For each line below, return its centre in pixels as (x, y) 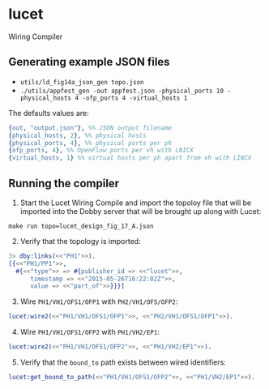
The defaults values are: (49, 113)
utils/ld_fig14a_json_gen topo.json (82, 82)
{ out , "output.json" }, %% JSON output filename (90, 128)
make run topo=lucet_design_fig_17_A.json (81, 226)
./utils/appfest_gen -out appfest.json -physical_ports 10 (122, 91)
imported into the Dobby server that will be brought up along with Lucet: (141, 211)
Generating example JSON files (89, 62)
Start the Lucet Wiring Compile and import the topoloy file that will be (136, 203)
